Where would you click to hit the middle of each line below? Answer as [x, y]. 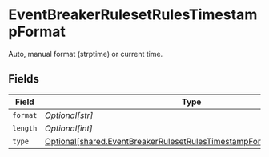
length [25, 128]
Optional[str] [69, 115]
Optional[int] [69, 128]
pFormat [37, 32]
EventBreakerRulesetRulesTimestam [133, 15]
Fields [24, 79]
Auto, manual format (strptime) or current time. [86, 54]
